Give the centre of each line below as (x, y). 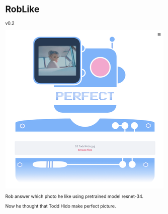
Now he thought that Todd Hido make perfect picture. (61, 206)
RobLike (22, 9)
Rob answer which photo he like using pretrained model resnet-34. (74, 196)
